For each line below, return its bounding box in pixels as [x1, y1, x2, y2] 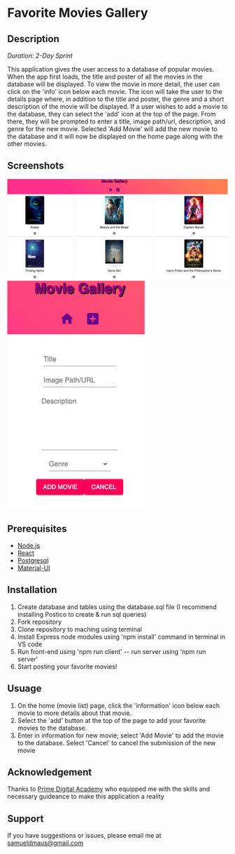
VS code [17, 640, 43, 648]
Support [7, 813, 44, 825]
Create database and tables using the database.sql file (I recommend [17, 602, 217, 611]
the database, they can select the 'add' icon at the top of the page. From [7, 110, 216, 118]
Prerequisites [7, 523, 67, 535]
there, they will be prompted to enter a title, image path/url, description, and [7, 117, 226, 126]
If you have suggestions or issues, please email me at [7, 832, 162, 840]
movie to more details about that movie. [17, 709, 132, 717]
